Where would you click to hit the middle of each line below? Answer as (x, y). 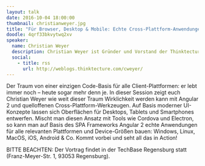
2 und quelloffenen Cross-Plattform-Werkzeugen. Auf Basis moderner (94, 106)
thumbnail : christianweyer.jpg (46, 23)
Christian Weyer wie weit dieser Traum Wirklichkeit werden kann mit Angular (103, 99)
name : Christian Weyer (41, 46)
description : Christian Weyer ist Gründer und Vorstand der (90, 52)
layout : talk (23, 12)
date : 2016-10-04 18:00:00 (41, 18)
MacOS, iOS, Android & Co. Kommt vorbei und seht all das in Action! (92, 138)
